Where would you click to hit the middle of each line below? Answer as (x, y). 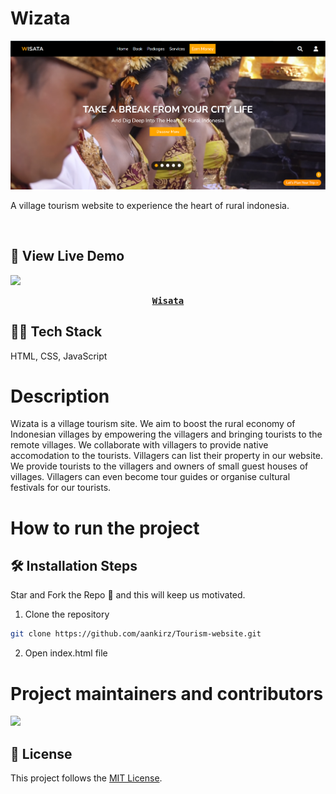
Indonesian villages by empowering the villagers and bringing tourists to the (166, 434)
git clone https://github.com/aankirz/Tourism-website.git (136, 634)
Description (60, 396)
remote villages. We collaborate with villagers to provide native (139, 445)
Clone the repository (67, 614)
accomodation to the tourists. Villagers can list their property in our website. (167, 456)
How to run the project (105, 528)
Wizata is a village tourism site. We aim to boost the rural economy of (153, 424)
